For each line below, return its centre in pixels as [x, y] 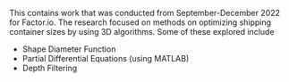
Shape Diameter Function [69, 49]
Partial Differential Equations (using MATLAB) [106, 58]
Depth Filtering [50, 68]
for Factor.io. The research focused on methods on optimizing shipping [140, 22]
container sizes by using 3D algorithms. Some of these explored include [142, 32]
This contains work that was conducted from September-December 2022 [144, 13]
